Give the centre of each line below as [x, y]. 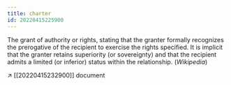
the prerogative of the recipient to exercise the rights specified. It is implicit [115, 47]
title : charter [29, 13]
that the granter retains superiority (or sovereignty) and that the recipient [112, 54]
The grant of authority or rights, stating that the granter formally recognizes [116, 39]
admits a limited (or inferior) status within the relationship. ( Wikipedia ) [107, 62]
